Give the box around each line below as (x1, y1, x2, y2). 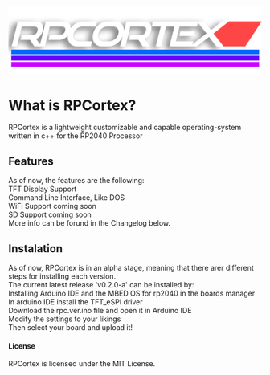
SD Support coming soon (8, 210, 92, 219)
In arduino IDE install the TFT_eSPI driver (8, 297, 143, 307)
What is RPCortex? (8, 96, 137, 114)
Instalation (8, 242, 63, 255)
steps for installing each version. (8, 271, 117, 281)
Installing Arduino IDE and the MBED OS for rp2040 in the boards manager (8, 288, 256, 299)
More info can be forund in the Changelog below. (8, 218, 171, 228)
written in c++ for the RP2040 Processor (8, 131, 143, 141)
